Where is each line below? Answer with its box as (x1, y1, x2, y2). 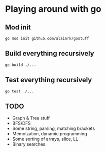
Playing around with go (5, 3, 102, 15)
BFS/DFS (12, 121, 31, 126)
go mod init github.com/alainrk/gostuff (5, 36, 90, 41)
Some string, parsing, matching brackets (12, 125, 95, 131)
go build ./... (5, 62, 36, 67)
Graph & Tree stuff (12, 115, 50, 121)
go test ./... (5, 89, 35, 94)
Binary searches (12, 141, 46, 147)
